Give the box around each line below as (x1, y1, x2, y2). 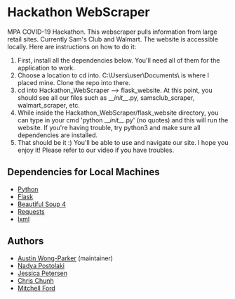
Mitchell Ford (17, 284, 56, 292)
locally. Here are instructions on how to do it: (7, 42, 137, 51)
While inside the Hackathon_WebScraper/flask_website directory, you (17, 108, 219, 117)
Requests (17, 207, 45, 215)
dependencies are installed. (17, 131, 98, 139)
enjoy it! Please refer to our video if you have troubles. (17, 146, 174, 154)
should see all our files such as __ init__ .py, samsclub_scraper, (17, 93, 195, 102)
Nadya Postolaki (17, 261, 65, 269)
